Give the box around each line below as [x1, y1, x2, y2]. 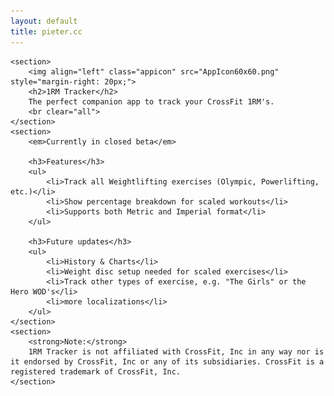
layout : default [10, 16, 78, 26]
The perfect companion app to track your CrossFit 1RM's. [28, 96, 275, 107]
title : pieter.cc [10, 26, 83, 37]
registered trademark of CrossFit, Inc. [10, 366, 182, 377]
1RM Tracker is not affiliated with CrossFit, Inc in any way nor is [28, 346, 325, 357]
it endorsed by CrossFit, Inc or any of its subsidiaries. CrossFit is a [10, 356, 325, 367]
